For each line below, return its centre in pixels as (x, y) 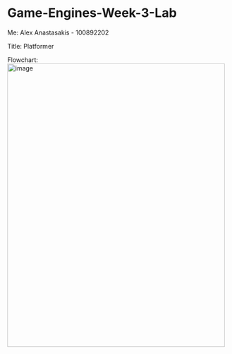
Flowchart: (23, 60)
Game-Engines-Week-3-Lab (92, 13)
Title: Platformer (31, 46)
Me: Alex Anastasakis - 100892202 (58, 32)
